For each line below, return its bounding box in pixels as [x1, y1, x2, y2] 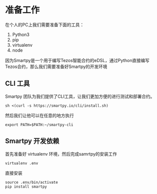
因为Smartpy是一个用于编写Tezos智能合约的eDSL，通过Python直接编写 [5, 57, 150, 63]
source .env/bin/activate [5, 180, 58, 185]
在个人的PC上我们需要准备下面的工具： [5, 22, 84, 28]
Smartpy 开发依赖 [5, 137, 60, 145]
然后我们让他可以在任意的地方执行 [5, 112, 74, 118]
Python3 [12, 32, 29, 37]
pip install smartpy [5, 184, 48, 189]
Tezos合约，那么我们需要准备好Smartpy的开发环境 [5, 64, 107, 69]
